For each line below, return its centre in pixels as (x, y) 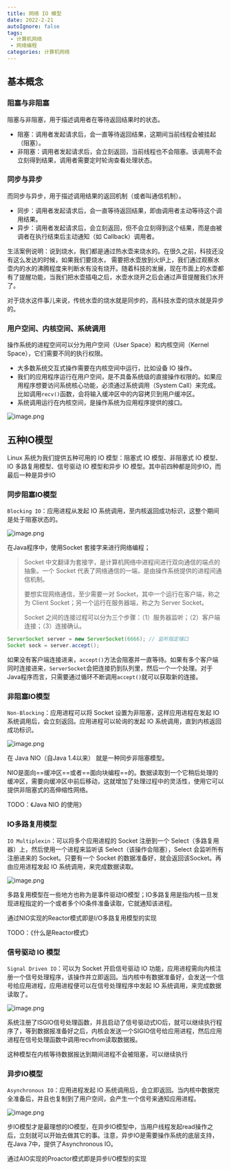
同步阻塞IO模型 (32, 494)
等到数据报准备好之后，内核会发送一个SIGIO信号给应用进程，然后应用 (123, 1031)
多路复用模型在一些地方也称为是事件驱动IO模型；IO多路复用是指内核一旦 (110, 894)
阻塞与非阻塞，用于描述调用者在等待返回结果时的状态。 (85, 119)
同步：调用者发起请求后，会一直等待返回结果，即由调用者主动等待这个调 (119, 210)
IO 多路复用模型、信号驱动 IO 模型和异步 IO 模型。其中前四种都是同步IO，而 (114, 466)
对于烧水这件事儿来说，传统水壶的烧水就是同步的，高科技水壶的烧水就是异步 (115, 300)
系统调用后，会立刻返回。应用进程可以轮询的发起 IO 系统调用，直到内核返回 (114, 721)
